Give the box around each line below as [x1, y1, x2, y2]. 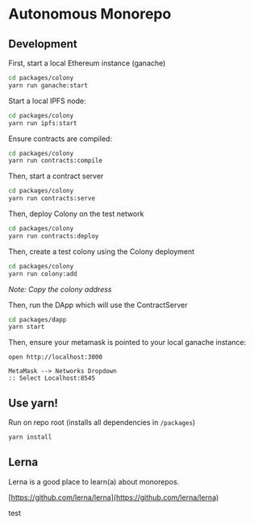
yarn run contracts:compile [8, 156, 103, 165]
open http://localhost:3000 [8, 353, 103, 361]
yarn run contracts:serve [8, 194, 95, 202]
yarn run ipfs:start [8, 119, 78, 127]
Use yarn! [8, 396, 59, 410]
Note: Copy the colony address [8, 284, 112, 294]
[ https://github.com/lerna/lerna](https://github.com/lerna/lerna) [8, 493, 219, 502]
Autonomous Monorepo [8, 5, 172, 23]
